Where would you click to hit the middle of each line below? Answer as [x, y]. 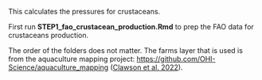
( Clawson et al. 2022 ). [147, 67]
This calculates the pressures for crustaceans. [84, 11]
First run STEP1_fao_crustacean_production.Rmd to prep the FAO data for [131, 27]
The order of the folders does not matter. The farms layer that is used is [125, 50]
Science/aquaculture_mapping [59, 67]
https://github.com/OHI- [176, 59]
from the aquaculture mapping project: [72, 59]
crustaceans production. [49, 35]
